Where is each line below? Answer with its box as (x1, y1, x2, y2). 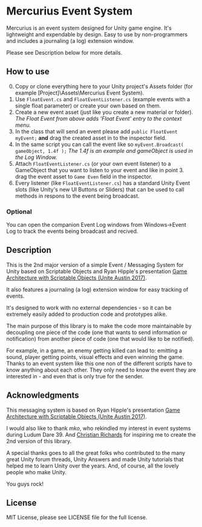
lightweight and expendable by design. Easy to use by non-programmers (6, 30, 188, 38)
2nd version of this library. (6, 437, 72, 445)
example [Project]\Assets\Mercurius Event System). (15, 89, 145, 96)
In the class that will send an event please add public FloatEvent (15, 127, 178, 135)
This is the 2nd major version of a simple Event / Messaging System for (6, 261, 184, 268)
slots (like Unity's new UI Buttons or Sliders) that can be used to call (15, 186, 184, 193)
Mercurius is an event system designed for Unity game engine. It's (6, 24, 172, 32)
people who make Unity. (6, 468, 67, 475)
